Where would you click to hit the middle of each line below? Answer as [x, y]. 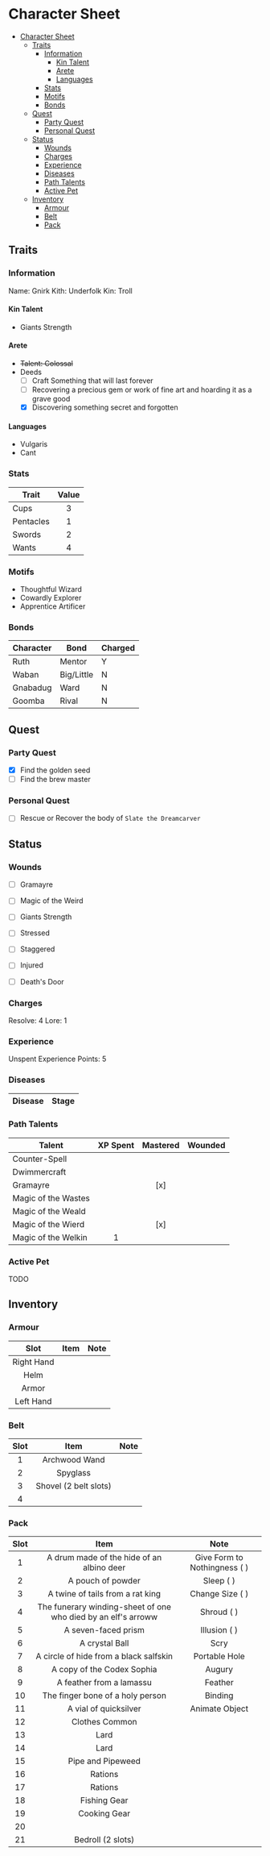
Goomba [29, 701]
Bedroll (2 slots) [104, 1840]
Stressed [35, 933]
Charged [118, 648]
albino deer [104, 1567]
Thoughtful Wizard [51, 589]
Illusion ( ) [219, 1630]
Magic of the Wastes [51, 1198]
